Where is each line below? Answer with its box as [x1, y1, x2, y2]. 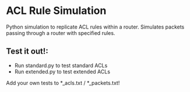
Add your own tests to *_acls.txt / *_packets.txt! [6, 79, 120, 86]
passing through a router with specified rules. [6, 29, 115, 36]
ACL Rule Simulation [6, 4, 107, 17]
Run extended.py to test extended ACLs [14, 68, 111, 75]
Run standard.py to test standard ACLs [14, 62, 108, 69]
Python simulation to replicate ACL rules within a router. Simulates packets [6, 23, 185, 30]
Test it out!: [6, 47, 48, 56]
